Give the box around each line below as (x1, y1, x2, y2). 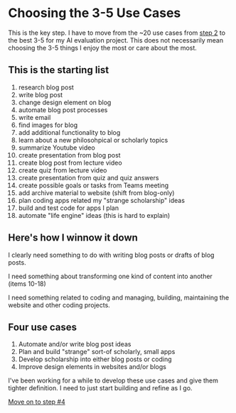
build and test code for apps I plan (18, 204, 119, 212)
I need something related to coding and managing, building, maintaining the (8, 293, 230, 302)
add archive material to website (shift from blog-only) (18, 188, 175, 197)
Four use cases (8, 321, 77, 333)
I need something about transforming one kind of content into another (8, 272, 213, 280)
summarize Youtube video (18, 143, 95, 152)
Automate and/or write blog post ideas (18, 340, 132, 348)
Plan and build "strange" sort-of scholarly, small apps (18, 348, 176, 356)
